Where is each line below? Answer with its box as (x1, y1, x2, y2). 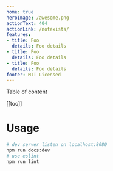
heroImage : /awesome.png (6, 15, 69, 21)
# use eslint (6, 153, 39, 159)
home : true (6, 9, 34, 15)
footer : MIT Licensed (6, 71, 61, 78)
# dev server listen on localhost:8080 (6, 142, 108, 148)
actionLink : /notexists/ (6, 26, 69, 32)
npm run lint (6, 158, 39, 165)
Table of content (6, 88, 47, 95)
